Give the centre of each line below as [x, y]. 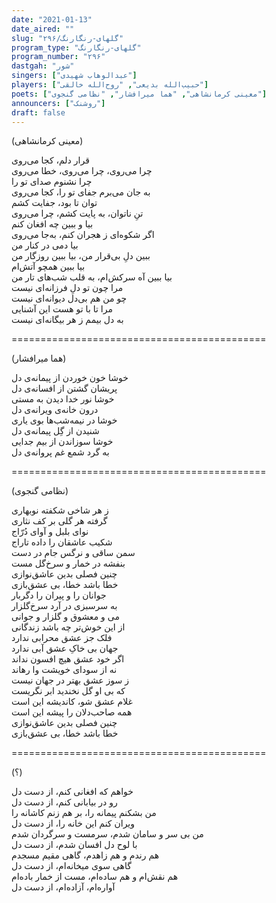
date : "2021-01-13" [52, 19]
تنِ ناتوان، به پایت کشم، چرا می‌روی [77, 213]
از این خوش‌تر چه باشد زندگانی [68, 627]
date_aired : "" [43, 29]
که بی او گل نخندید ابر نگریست [68, 691]
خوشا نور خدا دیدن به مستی [63, 399]
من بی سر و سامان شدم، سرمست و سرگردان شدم [107, 834]
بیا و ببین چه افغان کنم [52, 224]
